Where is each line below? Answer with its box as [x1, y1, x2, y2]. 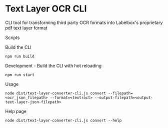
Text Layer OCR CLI [5, 3, 87, 14]
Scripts [5, 34, 20, 40]
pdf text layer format [5, 24, 47, 30]
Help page [5, 108, 26, 114]
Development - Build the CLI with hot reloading [5, 62, 101, 68]
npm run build [5, 53, 35, 59]
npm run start [5, 72, 35, 77]
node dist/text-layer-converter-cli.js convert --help [5, 118, 122, 123]
